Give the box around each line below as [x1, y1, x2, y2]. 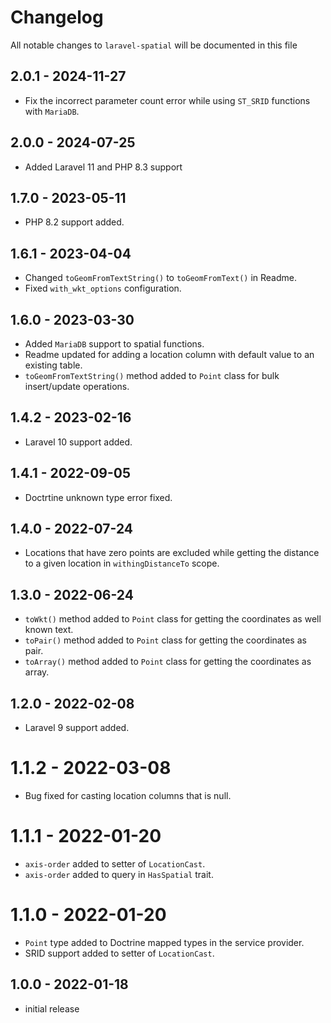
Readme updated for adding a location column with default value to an [24, 349, 315, 360]
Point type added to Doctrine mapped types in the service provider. [24, 936, 305, 948]
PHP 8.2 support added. [24, 216, 125, 228]
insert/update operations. [24, 381, 130, 392]
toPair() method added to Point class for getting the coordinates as [24, 634, 307, 646]
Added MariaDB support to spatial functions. [24, 338, 205, 350]
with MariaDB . [24, 105, 80, 117]
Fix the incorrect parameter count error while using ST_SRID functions [24, 94, 311, 106]
